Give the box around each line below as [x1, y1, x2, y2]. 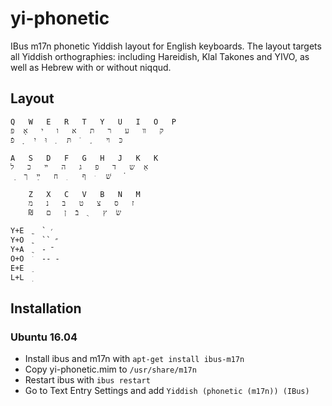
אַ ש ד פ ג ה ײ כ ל [10, 162, 149, 172]
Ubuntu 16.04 [10, 330, 78, 344]
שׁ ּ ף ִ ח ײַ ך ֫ [23, 171, 127, 181]
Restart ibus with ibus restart [24, 374, 151, 386]
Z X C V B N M [28, 189, 141, 199]
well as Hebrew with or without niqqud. [10, 61, 172, 73]
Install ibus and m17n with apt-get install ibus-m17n [24, 353, 245, 365]
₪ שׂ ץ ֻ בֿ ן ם [28, 207, 122, 217]
